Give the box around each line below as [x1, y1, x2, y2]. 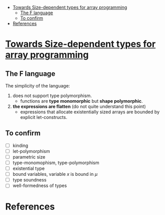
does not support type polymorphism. [12, 93, 92, 99]
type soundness [12, 177, 47, 183]
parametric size [12, 153, 46, 160]
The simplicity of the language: [5, 83, 70, 88]
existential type [12, 165, 45, 172]
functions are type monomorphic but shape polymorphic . [20, 98, 143, 104]
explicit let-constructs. [20, 114, 68, 120]
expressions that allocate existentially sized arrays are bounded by [20, 109, 160, 115]
